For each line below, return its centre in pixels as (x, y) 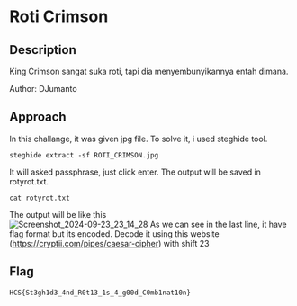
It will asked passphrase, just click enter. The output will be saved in (135, 172)
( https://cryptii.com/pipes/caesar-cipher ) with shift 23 (109, 243)
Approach (38, 117)
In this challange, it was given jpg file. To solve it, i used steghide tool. (139, 139)
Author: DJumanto (44, 89)
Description (43, 50)
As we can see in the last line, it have (218, 224)
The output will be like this (58, 214)
